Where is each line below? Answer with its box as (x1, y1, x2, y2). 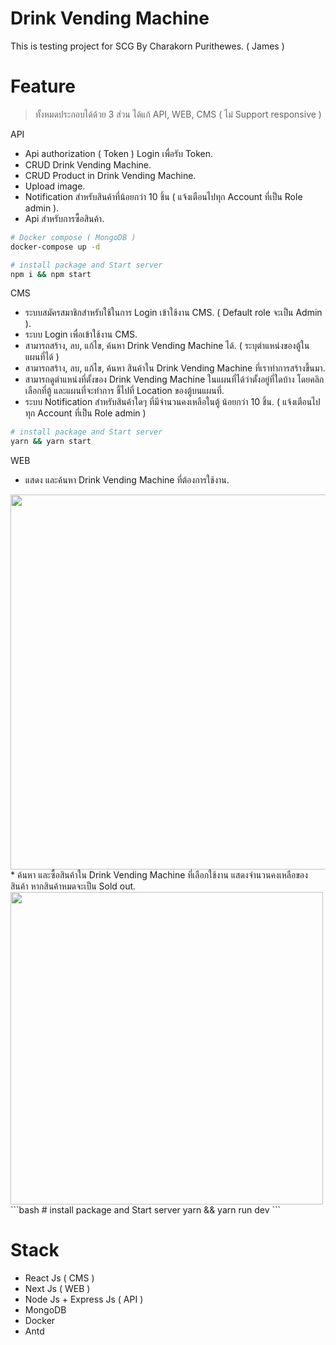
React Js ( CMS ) (24, 1272, 95, 1284)
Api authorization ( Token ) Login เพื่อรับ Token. (24, 147, 214, 159)
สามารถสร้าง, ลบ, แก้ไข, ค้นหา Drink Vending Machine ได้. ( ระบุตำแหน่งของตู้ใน (24, 340, 310, 352)
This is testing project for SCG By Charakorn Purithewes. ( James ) (10, 40, 285, 52)
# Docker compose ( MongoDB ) (10, 232, 137, 242)
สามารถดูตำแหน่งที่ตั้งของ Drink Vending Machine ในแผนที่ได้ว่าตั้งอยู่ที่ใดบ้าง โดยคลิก (24, 373, 325, 386)
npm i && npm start (10, 269, 92, 279)
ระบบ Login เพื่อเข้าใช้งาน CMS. (24, 328, 138, 341)
